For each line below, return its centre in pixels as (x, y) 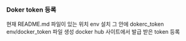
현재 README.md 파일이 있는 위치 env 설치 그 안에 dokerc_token (85, 24)
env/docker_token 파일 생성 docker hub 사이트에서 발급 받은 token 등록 (93, 32)
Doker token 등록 (32, 9)
